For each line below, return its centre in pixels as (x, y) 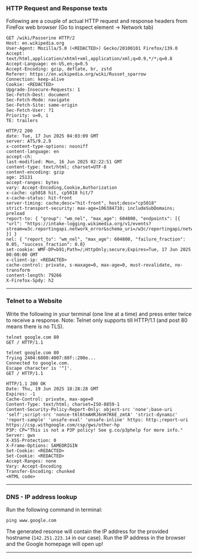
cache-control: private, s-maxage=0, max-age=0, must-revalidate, (89, 265)
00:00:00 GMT (22, 255)
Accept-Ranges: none (32, 461)
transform (18, 270)
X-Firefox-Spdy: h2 (30, 281)
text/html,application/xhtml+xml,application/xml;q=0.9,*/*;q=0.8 (89, 59)
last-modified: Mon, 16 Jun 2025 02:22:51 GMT (64, 162)
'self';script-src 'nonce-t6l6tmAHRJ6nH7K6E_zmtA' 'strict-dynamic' (92, 415)
